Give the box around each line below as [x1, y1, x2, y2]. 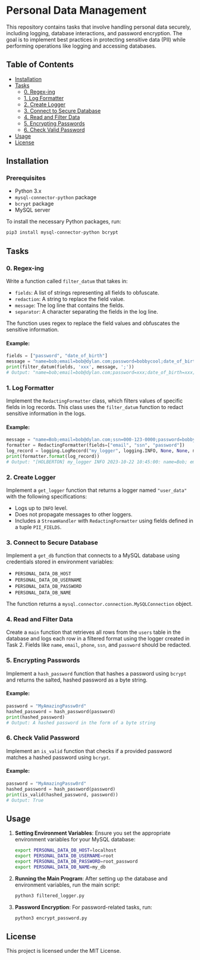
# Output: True [6, 797, 44, 803]
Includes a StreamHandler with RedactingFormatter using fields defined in [14, 517, 193, 524]
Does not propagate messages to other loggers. [14, 510, 133, 518]
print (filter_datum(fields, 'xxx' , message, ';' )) [6, 364, 135, 370]
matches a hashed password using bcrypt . [6, 754, 111, 761]
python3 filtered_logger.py [14, 893, 85, 899]
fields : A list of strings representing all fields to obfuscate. [14, 289, 160, 296]
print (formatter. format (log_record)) [6, 453, 100, 459]
